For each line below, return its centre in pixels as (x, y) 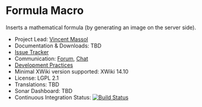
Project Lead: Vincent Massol (51, 39)
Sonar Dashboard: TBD (43, 91)
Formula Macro (45, 11)
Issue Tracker (32, 52)
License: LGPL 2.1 (37, 78)
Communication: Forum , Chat (51, 58)
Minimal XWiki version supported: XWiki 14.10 (71, 71)
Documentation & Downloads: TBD (58, 46)
